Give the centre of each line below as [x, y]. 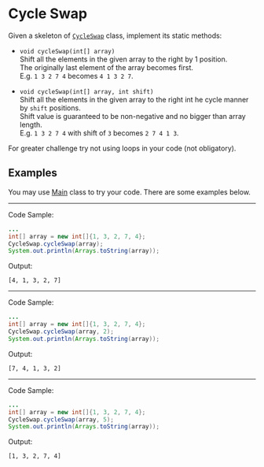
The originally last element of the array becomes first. [106, 67]
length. [31, 124]
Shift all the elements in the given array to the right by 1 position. [123, 59]
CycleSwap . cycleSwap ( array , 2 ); [61, 332]
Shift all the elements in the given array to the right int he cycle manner [134, 99]
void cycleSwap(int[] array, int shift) [86, 91]
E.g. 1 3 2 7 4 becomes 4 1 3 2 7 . [76, 76]
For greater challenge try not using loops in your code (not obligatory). [122, 148]
